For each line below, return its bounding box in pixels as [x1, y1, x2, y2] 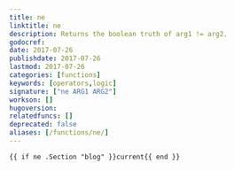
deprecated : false [9, 120, 77, 129]
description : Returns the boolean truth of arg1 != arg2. [9, 29, 228, 38]
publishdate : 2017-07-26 [9, 54, 101, 63]
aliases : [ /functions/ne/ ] [9, 128, 109, 137]
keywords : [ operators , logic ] [9, 79, 117, 88]
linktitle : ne [9, 21, 62, 30]
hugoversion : [9, 104, 58, 112]
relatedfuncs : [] [9, 112, 74, 120]
